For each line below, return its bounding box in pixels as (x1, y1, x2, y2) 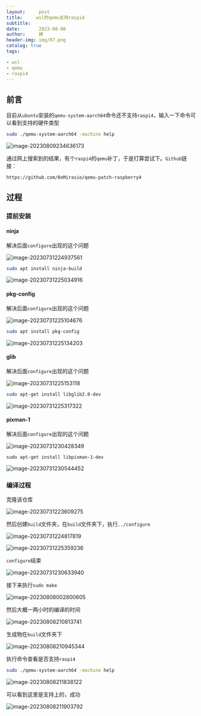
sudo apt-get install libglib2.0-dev (6, 391, 101, 397)
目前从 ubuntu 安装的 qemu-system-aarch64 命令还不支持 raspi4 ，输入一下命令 (6, 111, 191, 119)
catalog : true (6, 43, 42, 49)
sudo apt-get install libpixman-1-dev (6, 454, 104, 460)
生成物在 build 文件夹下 (6, 631, 62, 638)
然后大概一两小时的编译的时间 (6, 606, 80, 614)
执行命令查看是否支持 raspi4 (6, 655, 75, 663)
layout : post (6, 8, 50, 15)
